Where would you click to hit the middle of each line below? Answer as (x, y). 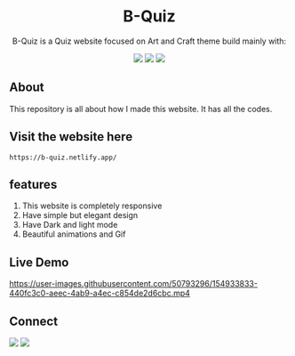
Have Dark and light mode (70, 225)
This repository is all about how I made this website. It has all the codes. (141, 109)
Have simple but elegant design (80, 215)
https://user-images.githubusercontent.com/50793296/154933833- (133, 284)
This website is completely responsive (92, 206)
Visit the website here (71, 137)
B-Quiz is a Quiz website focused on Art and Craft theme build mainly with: (149, 41)
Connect (34, 321)
